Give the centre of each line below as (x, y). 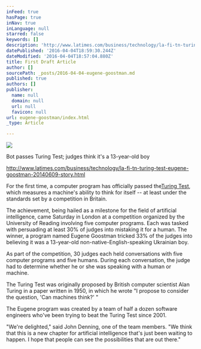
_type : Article (25, 123)
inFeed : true (22, 12)
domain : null (28, 101)
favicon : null (29, 112)
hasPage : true (24, 17)
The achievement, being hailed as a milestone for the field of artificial (92, 211)
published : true (26, 78)
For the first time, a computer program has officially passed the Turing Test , (98, 186)
